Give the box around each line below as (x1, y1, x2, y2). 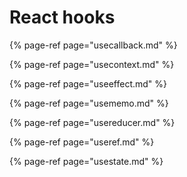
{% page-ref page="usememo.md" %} (9, 97, 169, 109)
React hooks (9, 6, 116, 29)
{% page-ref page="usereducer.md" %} (9, 116, 176, 128)
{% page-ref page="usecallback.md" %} (9, 39, 178, 51)
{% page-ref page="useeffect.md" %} (9, 77, 168, 90)
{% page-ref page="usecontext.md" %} (9, 58, 175, 70)
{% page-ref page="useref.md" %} (9, 136, 155, 148)
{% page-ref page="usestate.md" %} (9, 155, 164, 167)
